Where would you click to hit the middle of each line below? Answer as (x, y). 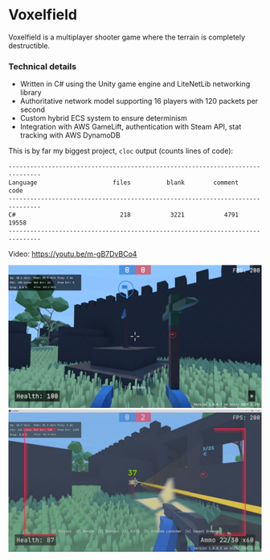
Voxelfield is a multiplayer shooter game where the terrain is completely (127, 37)
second (33, 109)
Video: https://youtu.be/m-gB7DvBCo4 (73, 254)
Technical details (43, 66)
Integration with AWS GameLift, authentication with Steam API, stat (131, 127)
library (31, 93)
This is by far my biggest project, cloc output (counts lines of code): (121, 151)
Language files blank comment (124, 183)
